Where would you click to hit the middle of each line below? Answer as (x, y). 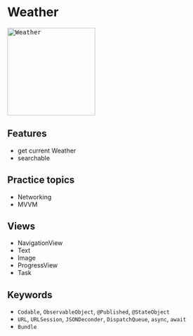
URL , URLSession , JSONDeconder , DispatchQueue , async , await (102, 319)
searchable (34, 157)
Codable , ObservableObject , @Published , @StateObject (93, 311)
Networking (34, 197)
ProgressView (38, 265)
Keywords (30, 295)
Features (27, 134)
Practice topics (41, 180)
